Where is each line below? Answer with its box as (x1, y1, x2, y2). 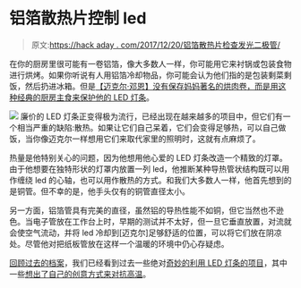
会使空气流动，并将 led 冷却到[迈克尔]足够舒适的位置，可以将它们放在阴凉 (9, 227, 282, 238)
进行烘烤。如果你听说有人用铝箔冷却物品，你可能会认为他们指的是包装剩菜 (9, 69, 284, 80)
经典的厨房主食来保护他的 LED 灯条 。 (16, 91, 155, 103)
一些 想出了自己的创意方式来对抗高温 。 (9, 268, 150, 279)
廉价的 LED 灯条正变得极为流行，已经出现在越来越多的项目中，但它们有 (20, 111, 284, 122)
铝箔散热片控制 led (9, 8, 147, 29)
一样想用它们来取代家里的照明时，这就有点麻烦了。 (71, 133, 261, 144)
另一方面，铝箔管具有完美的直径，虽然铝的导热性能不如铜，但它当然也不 (9, 205, 276, 216)
